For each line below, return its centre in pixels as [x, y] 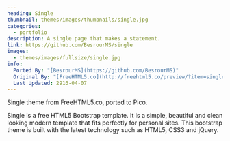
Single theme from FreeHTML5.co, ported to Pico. [77, 102]
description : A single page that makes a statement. [84, 39]
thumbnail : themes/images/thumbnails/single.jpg [78, 20]
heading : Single [30, 13]
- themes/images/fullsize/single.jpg [67, 58]
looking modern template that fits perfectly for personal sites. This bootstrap [115, 123]
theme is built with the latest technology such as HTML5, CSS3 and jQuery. [113, 130]
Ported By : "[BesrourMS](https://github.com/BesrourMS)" [96, 70]
